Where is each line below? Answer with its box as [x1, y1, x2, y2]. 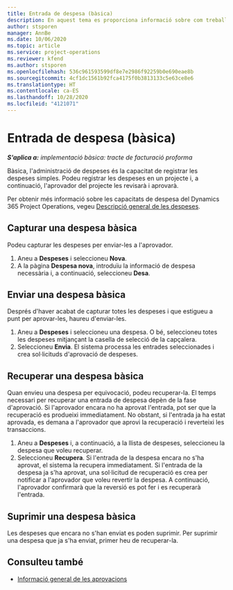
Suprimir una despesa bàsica [7, 510, 137, 522]
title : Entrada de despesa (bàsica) [7, 10, 113, 17]
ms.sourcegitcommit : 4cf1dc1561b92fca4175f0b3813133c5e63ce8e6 [7, 74, 194, 82]
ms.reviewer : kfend [7, 55, 64, 62]
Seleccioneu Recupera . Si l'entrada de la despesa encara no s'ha [17, 453, 205, 462]
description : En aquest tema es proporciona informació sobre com [7, 17, 203, 24]
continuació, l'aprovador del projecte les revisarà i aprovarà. [7, 181, 179, 189]
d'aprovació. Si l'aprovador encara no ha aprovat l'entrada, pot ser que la [7, 404, 216, 412]
